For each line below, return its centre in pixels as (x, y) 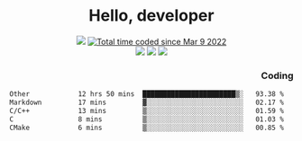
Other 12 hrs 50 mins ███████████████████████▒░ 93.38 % (146, 94)
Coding (277, 75)
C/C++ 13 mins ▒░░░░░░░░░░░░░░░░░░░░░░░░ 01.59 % (146, 110)
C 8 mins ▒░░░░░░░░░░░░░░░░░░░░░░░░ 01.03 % (146, 119)
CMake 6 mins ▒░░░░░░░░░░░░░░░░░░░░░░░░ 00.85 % (146, 128)
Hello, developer (151, 16)
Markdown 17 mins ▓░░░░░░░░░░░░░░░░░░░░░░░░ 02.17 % (146, 103)
